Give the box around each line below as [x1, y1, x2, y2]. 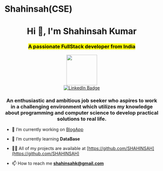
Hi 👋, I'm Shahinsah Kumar [26, 26, 137, 37]
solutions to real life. [57, 115, 107, 122]
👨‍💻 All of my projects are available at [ [11, 145, 89, 151]
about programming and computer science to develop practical [5, 109, 159, 116]
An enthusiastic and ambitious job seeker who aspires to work [6, 97, 158, 104]
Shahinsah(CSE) [4, 3, 73, 15]
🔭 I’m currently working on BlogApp [11, 126, 84, 132]
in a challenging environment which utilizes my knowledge [10, 103, 153, 110]
